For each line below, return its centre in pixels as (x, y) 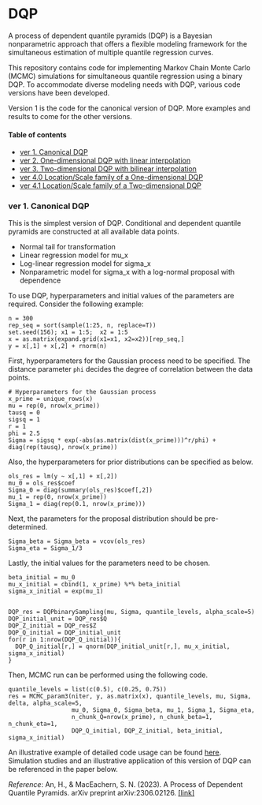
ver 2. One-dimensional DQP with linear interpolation (105, 161)
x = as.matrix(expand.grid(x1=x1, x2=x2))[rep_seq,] (96, 339)
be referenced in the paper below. (63, 769)
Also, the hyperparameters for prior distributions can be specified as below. (131, 462)
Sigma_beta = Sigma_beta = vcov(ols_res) (77, 541)
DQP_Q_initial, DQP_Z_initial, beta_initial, (147, 731)
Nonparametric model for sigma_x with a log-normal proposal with (127, 272)
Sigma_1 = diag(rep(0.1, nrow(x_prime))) (77, 504)
